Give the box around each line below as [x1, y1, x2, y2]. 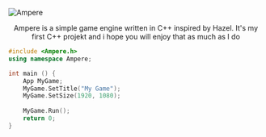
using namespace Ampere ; [8, 55, 92, 63]
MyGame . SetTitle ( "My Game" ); [23, 85, 121, 93]
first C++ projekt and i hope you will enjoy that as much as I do [31, 32, 241, 41]
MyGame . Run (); [23, 107, 70, 115]
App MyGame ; [23, 77, 63, 85]
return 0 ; [23, 114, 57, 122]
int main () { [8, 69, 57, 77]
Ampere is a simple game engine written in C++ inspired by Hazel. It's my [13, 23, 259, 32]
